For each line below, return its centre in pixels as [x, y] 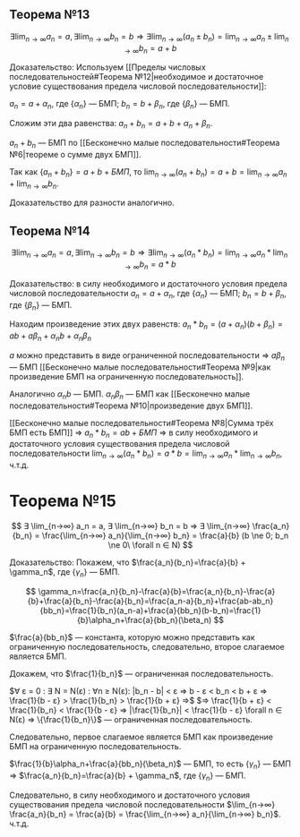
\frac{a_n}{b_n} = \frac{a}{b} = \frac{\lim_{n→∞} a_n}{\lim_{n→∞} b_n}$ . [145, 814]
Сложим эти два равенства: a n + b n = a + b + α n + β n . [111, 124]
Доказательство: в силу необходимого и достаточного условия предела [149, 283]
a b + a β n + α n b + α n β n [51, 337]
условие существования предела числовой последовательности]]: [138, 86]
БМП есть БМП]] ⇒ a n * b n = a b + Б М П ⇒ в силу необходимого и [133, 433]
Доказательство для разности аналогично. [92, 203]
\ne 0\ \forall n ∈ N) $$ [150, 545]
